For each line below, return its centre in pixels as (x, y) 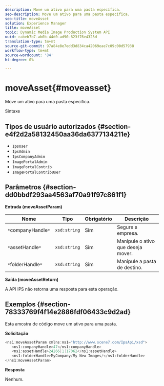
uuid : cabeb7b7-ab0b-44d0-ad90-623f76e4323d (51, 37)
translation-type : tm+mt (30, 42)
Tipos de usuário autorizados (51, 126)
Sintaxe (13, 111)
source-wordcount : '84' (29, 55)
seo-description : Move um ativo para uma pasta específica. (68, 14)
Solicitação (17, 333)
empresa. (128, 233)
